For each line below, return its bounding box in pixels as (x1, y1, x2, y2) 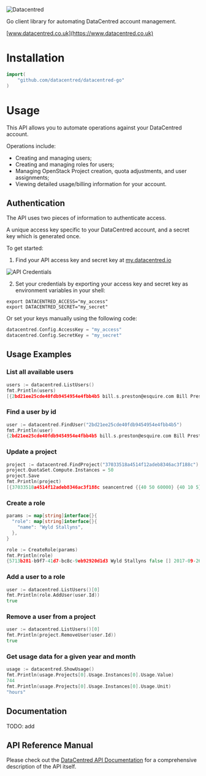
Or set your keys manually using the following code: (6, 315, 137, 322)
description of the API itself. (6, 763, 77, 770)
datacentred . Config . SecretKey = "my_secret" (6, 332, 122, 339)
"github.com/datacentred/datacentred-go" (17, 77, 124, 83)
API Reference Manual (6, 740, 93, 750)
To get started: (6, 244, 44, 252)
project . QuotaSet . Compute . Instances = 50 (6, 467, 114, 473)
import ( (6, 71, 26, 77)
